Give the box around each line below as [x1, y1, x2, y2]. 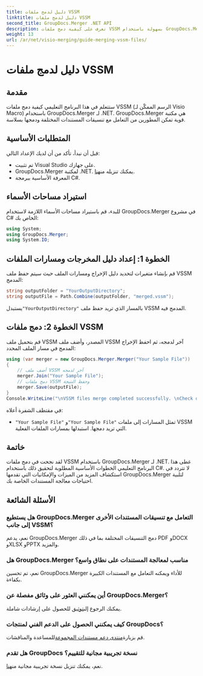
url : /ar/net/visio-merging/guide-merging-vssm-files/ [6, 37, 147, 43]
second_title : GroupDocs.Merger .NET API [6, 20, 112, 26]
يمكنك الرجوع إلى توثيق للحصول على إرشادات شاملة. [6, 605, 122, 612]
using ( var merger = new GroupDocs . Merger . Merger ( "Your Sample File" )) [6, 356, 190, 362]
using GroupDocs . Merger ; [6, 231, 69, 238]
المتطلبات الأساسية [6, 134, 71, 144]
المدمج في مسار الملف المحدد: [6, 344, 76, 351]
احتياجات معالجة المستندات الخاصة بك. [6, 477, 93, 484]
